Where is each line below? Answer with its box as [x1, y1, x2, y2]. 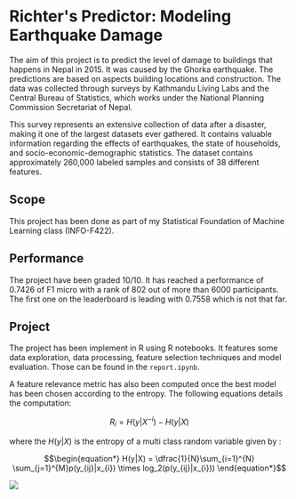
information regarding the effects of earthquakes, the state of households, [9, 138, 282, 149]
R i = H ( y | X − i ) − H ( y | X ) [109, 415, 189, 429]
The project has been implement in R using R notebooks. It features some [9, 342, 278, 353]
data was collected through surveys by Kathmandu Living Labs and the [9, 83, 269, 93]
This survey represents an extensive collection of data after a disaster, [9, 118, 267, 130]
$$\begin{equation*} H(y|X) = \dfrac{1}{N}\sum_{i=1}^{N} [44, 453, 255, 463]
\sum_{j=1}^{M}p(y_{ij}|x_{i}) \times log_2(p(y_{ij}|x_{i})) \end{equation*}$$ [12, 463, 287, 473]
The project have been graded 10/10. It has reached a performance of [9, 274, 264, 286]
